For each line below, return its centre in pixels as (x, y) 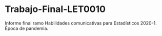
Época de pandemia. (27, 28)
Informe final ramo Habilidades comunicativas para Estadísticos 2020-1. (81, 23)
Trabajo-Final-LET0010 (55, 9)
